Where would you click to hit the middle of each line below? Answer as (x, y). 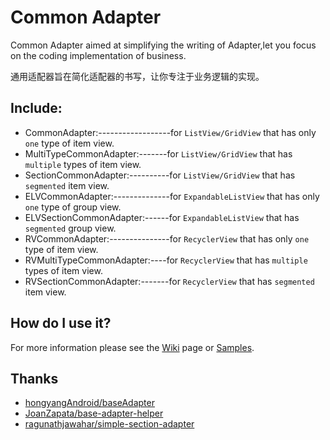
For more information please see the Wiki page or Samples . (132, 347)
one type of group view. (73, 207)
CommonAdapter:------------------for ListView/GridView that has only (170, 132)
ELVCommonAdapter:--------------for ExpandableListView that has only (172, 196)
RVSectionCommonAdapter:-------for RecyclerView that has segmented (169, 281)
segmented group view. (70, 228)
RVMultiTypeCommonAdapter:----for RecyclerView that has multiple (166, 260)
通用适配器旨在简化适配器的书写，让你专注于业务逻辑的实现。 (137, 76)
